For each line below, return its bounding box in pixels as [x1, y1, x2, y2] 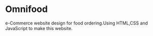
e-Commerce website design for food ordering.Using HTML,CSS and [5, 20, 148, 26]
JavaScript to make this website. [5, 25, 73, 31]
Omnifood [5, 3, 48, 15]
